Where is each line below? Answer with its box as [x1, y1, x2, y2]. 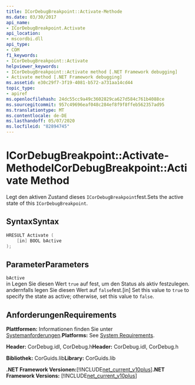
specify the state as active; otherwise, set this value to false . [6, 293, 154, 300]
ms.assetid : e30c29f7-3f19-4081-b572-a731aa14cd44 [6, 80, 133, 86]
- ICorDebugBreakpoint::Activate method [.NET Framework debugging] [6, 69, 178, 75]
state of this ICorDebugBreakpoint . [6, 200, 88, 207]
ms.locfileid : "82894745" [6, 124, 70, 130]
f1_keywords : [6, 52, 38, 58]
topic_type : [6, 85, 35, 91]
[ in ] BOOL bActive [16, 238, 62, 244]
